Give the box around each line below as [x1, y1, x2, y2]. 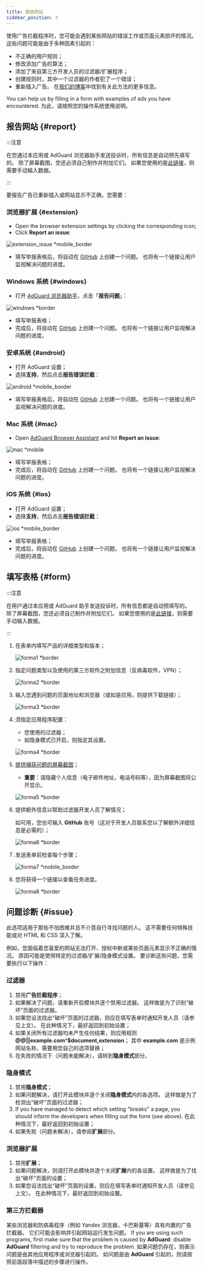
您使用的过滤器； [24, 728, 67, 736]
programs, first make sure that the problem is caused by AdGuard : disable [6, 1235, 192, 1243]
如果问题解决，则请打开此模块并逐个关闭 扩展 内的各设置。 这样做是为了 [14, 1167, 192, 1174]
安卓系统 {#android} [6, 348, 66, 357]
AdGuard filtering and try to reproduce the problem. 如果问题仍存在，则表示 [6, 1242, 195, 1250]
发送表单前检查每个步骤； [14, 851, 79, 858]
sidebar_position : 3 [6, 15, 59, 21]
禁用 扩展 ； [14, 1159, 42, 1167]
